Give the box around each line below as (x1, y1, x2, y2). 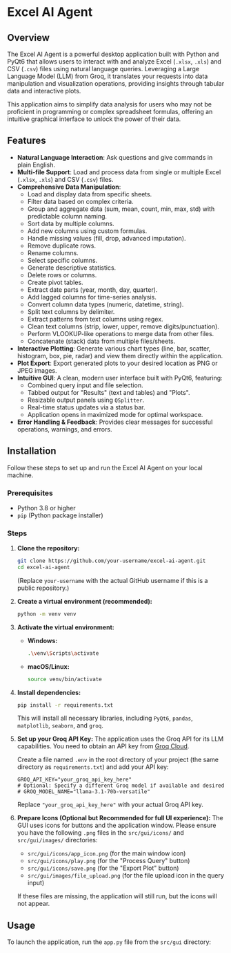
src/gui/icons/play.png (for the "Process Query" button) (27, 857, 190, 865)
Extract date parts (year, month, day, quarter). (27, 285, 158, 294)
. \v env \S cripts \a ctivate (27, 649, 99, 657)
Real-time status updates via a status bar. (27, 403, 145, 411)
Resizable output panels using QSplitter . (27, 396, 145, 404)
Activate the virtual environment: (17, 623, 115, 631)
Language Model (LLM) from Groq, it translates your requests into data (7, 72, 208, 80)
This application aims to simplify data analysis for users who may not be (7, 100, 212, 108)
